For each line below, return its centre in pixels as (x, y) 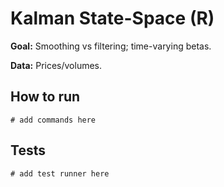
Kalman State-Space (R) (112, 18)
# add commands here (53, 120)
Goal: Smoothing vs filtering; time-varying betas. (111, 46)
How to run (45, 97)
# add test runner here (60, 173)
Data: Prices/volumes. (56, 65)
